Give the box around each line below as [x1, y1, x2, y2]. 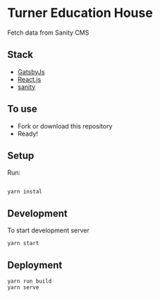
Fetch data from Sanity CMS [7, 28, 90, 37]
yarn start [7, 240, 39, 247]
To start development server [7, 226, 90, 234]
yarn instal [7, 189, 42, 196]
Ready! [17, 129, 39, 138]
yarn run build [7, 278, 52, 285]
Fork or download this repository [17, 121, 113, 130]
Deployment [7, 259, 63, 271]
